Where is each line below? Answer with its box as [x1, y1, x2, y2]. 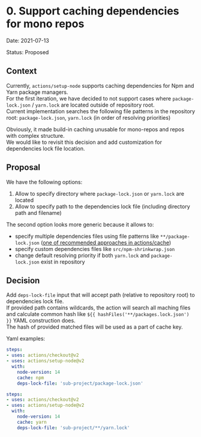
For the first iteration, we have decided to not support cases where [6, 95, 172, 102]
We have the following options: [6, 178, 83, 185]
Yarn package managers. [6, 88, 68, 96]
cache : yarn [17, 419, 47, 425]
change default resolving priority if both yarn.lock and [14, 252, 150, 259]
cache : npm [17, 374, 44, 380]
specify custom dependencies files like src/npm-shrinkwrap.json [14, 245, 175, 252]
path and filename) [14, 209, 62, 216]
